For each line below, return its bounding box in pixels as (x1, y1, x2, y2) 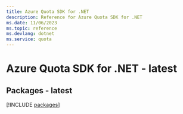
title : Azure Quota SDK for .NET (6, 8, 89, 15)
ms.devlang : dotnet (6, 31, 55, 37)
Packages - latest (6, 85, 73, 96)
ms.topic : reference (6, 25, 58, 31)
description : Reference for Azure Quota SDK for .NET (6, 14, 143, 20)
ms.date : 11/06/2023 (6, 20, 58, 26)
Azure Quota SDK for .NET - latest (6, 62, 178, 75)
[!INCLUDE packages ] (6, 102, 60, 108)
